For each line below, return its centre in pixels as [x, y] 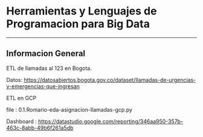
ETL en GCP [21, 98]
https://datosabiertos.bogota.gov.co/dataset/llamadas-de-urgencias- [110, 80]
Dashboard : [22, 121]
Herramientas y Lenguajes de [82, 11]
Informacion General [46, 53]
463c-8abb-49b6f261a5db [40, 127]
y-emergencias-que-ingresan [43, 86]
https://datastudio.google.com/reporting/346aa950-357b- [111, 121]
